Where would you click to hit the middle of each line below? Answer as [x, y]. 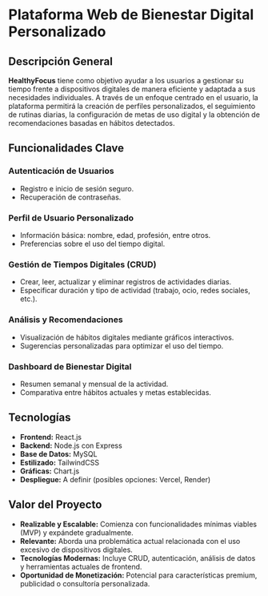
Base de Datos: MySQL [58, 453]
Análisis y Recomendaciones [66, 320]
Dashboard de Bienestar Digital [70, 366]
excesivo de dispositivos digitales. [76, 550]
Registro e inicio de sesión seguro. [77, 188]
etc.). [28, 299]
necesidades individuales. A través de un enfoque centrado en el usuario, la [133, 97]
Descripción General [61, 61]
